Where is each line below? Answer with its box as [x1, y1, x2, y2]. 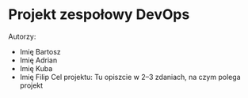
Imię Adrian [19, 55, 58, 65]
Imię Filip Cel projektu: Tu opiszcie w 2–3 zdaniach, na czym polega [19, 72, 241, 81]
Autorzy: [8, 32, 36, 41]
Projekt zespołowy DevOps [8, 6, 190, 24]
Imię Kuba [19, 63, 53, 73]
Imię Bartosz [19, 47, 61, 56]
